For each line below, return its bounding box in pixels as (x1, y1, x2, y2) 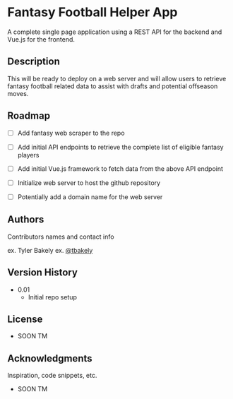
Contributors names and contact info (7, 232, 114, 241)
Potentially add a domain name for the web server (17, 192, 163, 201)
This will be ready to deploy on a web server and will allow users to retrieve (7, 74, 227, 83)
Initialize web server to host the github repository (17, 178, 161, 187)
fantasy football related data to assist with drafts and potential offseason (7, 82, 218, 90)
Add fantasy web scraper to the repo (17, 129, 125, 137)
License (7, 313, 43, 325)
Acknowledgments (7, 352, 93, 364)
